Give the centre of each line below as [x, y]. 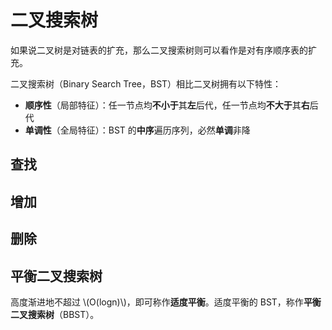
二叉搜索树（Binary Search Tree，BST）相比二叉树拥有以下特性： [146, 83]
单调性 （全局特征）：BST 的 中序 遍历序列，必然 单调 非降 [137, 130]
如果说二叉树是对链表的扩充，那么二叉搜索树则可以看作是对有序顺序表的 [159, 50]
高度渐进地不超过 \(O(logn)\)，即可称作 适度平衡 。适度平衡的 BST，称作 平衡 [166, 302]
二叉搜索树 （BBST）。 [55, 314]
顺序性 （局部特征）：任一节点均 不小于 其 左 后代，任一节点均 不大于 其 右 [167, 105]
